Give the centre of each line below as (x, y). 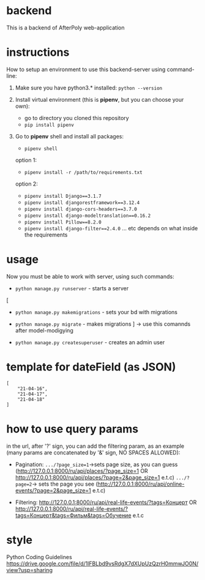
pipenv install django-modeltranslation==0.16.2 (88, 216)
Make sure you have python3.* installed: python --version (89, 88)
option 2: (26, 184)
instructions (38, 52)
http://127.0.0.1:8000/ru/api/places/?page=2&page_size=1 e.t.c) (95, 477)
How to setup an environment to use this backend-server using (86, 69)
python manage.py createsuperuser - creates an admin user (90, 342)
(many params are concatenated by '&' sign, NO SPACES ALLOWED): (93, 452)
